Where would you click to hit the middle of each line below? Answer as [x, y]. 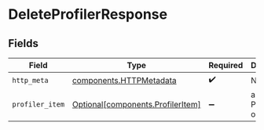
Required [225, 65]
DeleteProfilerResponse [88, 14]
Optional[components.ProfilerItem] [136, 105]
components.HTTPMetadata [124, 80]
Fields [24, 43]
